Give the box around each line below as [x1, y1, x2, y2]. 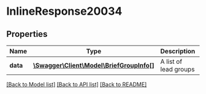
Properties [6, 29, 48, 39]
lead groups [160, 65, 195, 73]
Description [160, 47, 196, 55]
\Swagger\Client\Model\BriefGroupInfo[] [32, 61, 154, 69]
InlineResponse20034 [6, 4, 123, 18]
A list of [160, 57, 183, 66]
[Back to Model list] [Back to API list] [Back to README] [6, 81, 147, 88]
